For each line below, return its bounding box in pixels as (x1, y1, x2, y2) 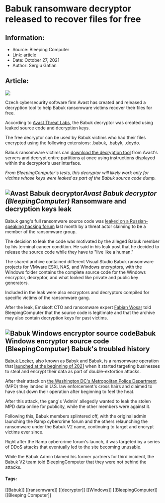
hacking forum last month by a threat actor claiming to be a (24, 223, 146, 229)
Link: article (12, 52, 36, 58)
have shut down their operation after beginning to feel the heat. (5, 389, 135, 395)
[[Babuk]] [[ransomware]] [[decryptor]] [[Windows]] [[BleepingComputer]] (5, 487, 158, 493)
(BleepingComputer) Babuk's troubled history (5, 345, 150, 353)
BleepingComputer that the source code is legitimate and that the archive (5, 309, 155, 315)
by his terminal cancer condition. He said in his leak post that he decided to (5, 243, 160, 249)
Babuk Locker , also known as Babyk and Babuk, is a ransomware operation (5, 358, 159, 364)
